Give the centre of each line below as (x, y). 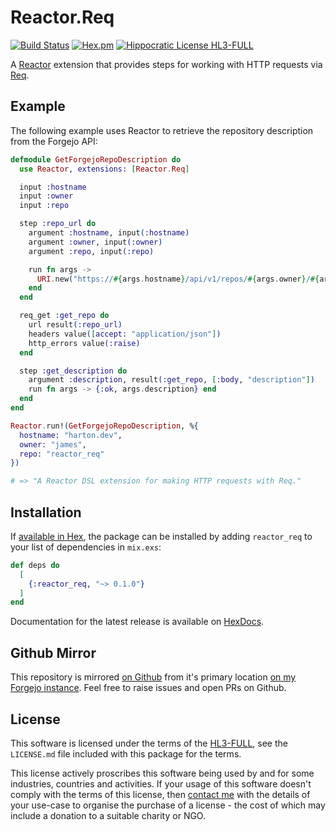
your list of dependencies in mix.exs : (86, 547)
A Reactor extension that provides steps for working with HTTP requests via (166, 64)
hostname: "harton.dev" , (71, 435)
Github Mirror (53, 652)
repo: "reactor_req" (62, 454)
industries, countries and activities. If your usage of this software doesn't (161, 783)
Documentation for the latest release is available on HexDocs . (137, 622)
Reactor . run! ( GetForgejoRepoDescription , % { (104, 426)
